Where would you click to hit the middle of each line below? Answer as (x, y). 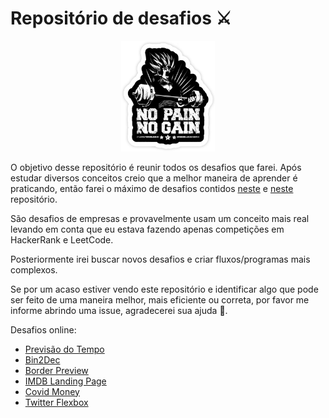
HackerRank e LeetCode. (62, 239)
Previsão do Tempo (64, 349)
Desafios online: (43, 329)
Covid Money (52, 391)
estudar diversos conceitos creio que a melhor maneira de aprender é (154, 178)
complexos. (34, 269)
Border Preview (56, 370)
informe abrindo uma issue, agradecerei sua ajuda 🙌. (119, 310)
